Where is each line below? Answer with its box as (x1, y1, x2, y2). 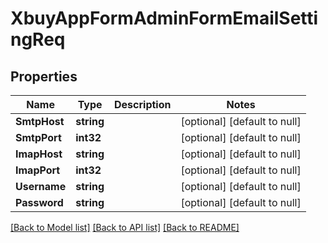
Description (114, 98, 172, 111)
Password (15, 196, 64, 209)
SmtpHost (15, 115, 65, 128)
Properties (10, 68, 78, 85)
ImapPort (15, 163, 61, 177)
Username (15, 180, 67, 193)
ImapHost (15, 147, 63, 161)
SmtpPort (15, 131, 62, 144)
